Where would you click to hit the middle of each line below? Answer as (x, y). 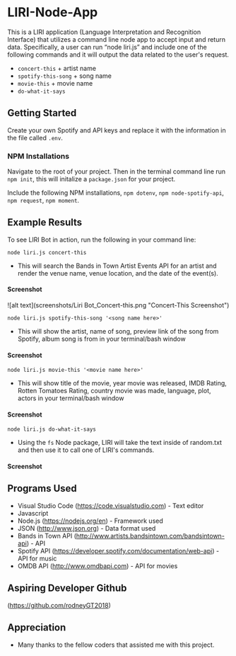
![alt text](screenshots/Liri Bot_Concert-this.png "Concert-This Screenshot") (118, 305)
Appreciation (37, 628)
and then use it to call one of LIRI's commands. (86, 450)
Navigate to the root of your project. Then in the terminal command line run (117, 171)
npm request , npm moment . (43, 200)
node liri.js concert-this (47, 252)
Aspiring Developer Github (67, 588)
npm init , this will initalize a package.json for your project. (92, 179)
